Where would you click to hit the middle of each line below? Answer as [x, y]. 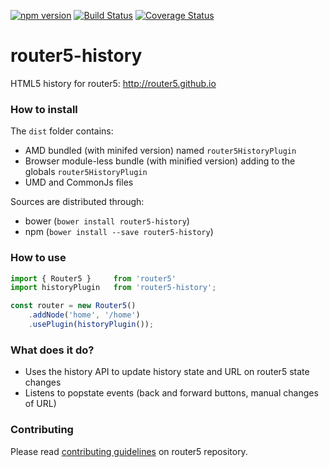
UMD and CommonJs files [79, 182]
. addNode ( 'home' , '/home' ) [84, 315]
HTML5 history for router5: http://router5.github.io [113, 83]
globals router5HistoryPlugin [86, 172]
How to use [38, 258]
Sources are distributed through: [77, 202]
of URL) [40, 404]
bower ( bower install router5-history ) [107, 221]
